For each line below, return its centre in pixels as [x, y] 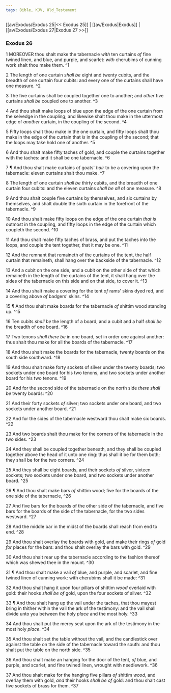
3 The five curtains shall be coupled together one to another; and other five [85, 95]
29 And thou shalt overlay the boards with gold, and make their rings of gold [86, 542]
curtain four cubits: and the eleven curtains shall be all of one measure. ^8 [84, 188]
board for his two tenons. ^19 [36, 378]
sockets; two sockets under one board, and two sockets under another [80, 475]
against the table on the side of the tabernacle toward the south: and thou [83, 644]
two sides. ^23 [21, 439]
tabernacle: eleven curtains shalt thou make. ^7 [55, 173]
